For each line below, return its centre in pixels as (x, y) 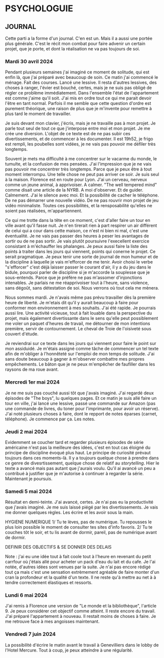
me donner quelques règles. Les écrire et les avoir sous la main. (70, 512)
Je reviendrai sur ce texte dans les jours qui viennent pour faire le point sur (81, 343)
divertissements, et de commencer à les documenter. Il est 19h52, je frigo (79, 139)
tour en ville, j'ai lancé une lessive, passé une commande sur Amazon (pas (80, 403)
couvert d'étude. (22, 334)
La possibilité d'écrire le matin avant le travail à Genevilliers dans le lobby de (82, 645)
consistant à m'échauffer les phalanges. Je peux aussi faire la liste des (76, 246)
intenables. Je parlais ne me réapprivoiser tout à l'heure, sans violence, (77, 283)
